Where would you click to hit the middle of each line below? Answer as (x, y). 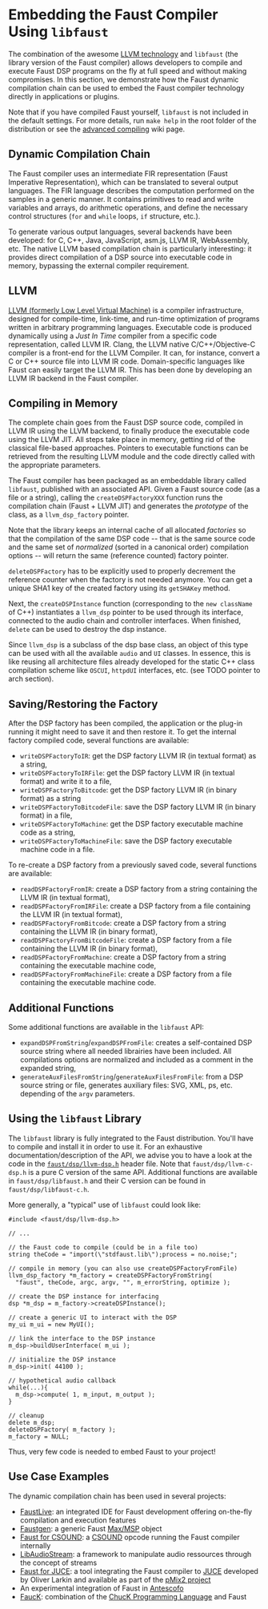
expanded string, (48, 1068)
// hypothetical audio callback (62, 1380)
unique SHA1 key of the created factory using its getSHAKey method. (119, 588)
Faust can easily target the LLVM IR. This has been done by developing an (130, 369)
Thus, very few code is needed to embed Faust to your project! (112, 1451)
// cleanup (26, 1415)
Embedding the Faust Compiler (113, 15)
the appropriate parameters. (55, 465)
